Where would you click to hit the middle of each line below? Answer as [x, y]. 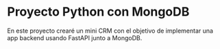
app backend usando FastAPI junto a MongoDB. [75, 37]
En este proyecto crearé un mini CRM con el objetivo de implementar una [110, 31]
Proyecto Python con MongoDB [98, 12]
